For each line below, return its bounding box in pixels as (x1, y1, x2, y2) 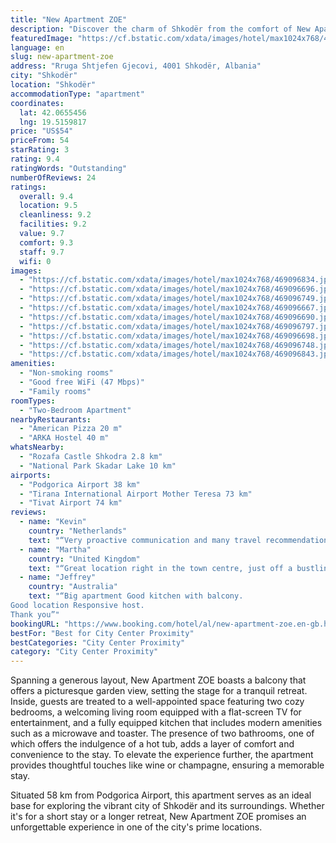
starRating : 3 (10, 145, 70, 155)
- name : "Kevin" (19, 517, 87, 527)
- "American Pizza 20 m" (19, 424, 123, 434)
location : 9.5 (19, 201, 78, 211)
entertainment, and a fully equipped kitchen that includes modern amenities (10, 717, 323, 729)
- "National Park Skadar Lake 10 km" (19, 461, 177, 471)
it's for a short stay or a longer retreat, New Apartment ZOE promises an (10, 811, 307, 823)
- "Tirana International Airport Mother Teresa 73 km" (19, 489, 253, 499)
